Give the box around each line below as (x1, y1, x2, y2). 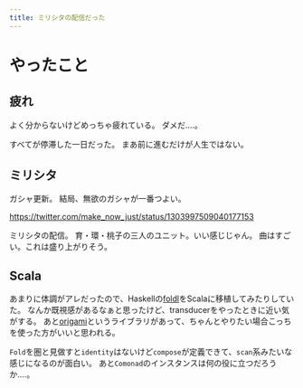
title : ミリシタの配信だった (9, 13, 106, 23)
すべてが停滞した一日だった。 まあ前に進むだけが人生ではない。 (9, 138, 249, 149)
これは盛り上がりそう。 (24, 241, 113, 252)
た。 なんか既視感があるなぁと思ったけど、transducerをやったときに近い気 (9, 305, 289, 316)
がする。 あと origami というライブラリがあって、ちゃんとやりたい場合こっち (9, 316, 292, 326)
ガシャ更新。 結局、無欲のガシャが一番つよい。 (9, 194, 186, 204)
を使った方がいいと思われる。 (9, 327, 120, 338)
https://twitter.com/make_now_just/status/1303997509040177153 (9, 212, 255, 222)
